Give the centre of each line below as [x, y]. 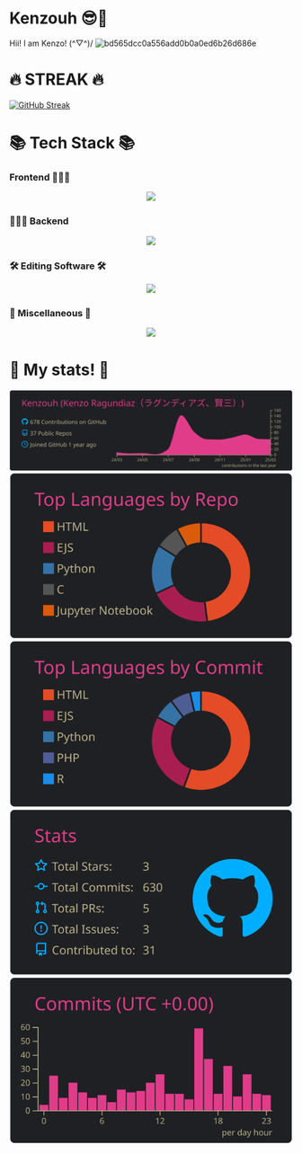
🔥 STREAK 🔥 [57, 80]
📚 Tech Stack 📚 [72, 143]
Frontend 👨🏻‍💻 [40, 177]
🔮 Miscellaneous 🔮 [50, 313]
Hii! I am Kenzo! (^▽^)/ [51, 43]
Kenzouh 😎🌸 [58, 18]
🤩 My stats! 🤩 [59, 370]
